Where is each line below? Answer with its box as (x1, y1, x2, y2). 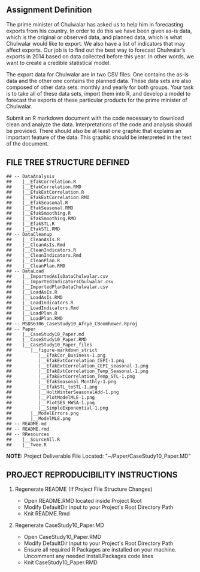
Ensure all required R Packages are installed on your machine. (23, 546, 177, 553)
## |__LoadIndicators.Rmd (6, 305, 79, 311)
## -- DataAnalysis (6, 173, 55, 179)
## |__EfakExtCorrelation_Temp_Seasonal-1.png (6, 368, 149, 374)
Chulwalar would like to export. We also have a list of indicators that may (6, 40, 186, 47)
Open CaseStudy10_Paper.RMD (23, 534, 102, 541)
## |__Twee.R (6, 441, 47, 447)
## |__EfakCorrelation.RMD (6, 183, 82, 190)
